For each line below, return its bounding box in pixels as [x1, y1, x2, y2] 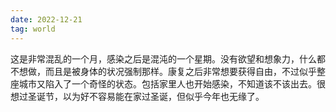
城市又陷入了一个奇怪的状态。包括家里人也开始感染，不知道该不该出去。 [18, 77, 317, 90]
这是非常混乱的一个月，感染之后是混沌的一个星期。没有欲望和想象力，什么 [10, 52, 317, 65]
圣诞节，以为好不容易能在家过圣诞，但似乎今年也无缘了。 [27, 90, 265, 102]
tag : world [10, 24, 56, 34]
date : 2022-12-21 [10, 14, 83, 25]
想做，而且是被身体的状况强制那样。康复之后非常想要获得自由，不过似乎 [18, 65, 317, 77]
